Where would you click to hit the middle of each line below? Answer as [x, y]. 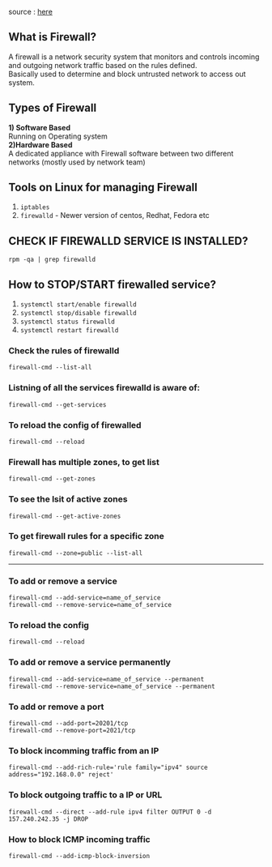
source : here [30, 12]
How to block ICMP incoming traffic [80, 839]
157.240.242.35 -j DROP [49, 819]
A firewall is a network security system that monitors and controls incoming [134, 57]
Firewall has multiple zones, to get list [84, 462]
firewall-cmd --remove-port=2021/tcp [72, 731]
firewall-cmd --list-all [50, 368]
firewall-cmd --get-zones [52, 479]
